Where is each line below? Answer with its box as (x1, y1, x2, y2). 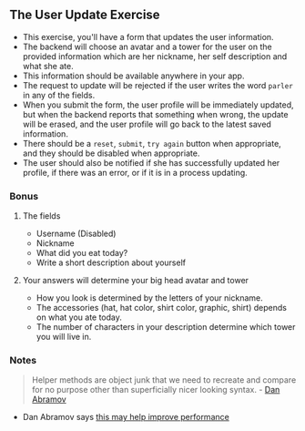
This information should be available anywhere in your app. (22, 70, 245, 81)
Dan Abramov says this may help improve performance (22, 412, 229, 423)
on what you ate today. (36, 312, 123, 323)
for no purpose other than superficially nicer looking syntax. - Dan (31, 385, 280, 395)
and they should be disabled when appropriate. (22, 148, 200, 159)
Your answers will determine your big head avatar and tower (22, 275, 249, 286)
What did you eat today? (36, 248, 128, 259)
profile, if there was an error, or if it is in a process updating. (22, 167, 248, 178)
